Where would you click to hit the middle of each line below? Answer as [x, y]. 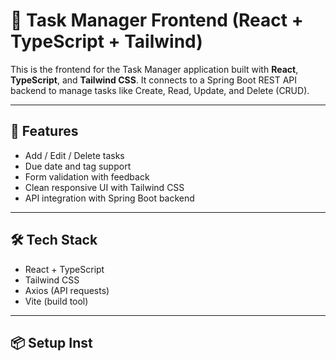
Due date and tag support [78, 166]
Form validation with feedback [87, 176]
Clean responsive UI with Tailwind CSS [104, 187]
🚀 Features [44, 131]
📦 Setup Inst [51, 342]
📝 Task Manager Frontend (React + [157, 20]
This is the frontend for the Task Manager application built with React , [154, 69]
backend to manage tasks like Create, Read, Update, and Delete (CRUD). [160, 90]
